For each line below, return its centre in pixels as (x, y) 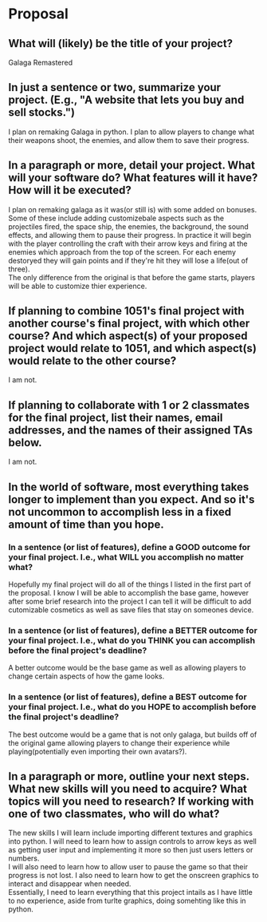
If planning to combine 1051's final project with (126, 311)
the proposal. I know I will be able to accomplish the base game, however (129, 592)
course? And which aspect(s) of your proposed (128, 336)
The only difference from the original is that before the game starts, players (132, 277)
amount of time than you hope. (86, 524)
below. (25, 443)
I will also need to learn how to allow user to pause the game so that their (128, 867)
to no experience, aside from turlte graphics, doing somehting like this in (127, 901)
